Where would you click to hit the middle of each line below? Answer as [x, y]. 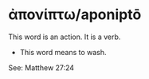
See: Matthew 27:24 [41, 67]
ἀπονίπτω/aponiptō [75, 15]
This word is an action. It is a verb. [65, 37]
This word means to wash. [63, 52]
